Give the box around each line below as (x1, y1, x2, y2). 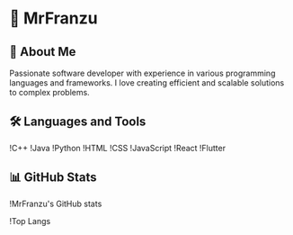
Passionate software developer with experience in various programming (9, 68, 276, 78)
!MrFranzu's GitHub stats (9, 198, 102, 209)
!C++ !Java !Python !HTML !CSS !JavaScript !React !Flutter (9, 142, 226, 153)
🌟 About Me (9, 44, 76, 59)
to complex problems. (9, 87, 90, 97)
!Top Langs (9, 215, 51, 226)
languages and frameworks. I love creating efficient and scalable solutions (9, 77, 285, 88)
